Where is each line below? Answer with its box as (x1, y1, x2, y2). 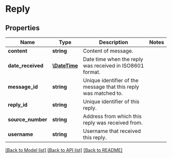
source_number (8, 116, 48, 123)
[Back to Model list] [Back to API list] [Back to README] (5, 147, 123, 153)
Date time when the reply (82, 56, 143, 63)
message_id (8, 83, 38, 90)
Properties (5, 24, 40, 32)
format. (82, 69, 101, 75)
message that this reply (82, 83, 139, 90)
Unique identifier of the (82, 77, 139, 84)
